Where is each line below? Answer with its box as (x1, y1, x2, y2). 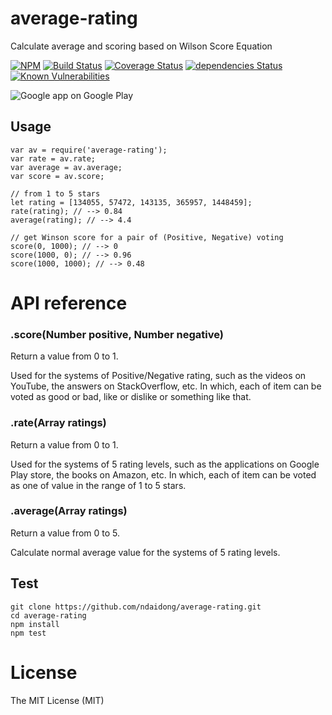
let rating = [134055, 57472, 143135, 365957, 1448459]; (10, 197, 253, 207)
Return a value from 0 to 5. (10, 527, 121, 539)
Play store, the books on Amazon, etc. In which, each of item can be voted (10, 468, 317, 481)
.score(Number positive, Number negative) (10, 327, 224, 341)
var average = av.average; (10, 162, 123, 172)
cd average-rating (10, 610, 87, 621)
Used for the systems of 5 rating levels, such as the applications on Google (10, 458, 320, 470)
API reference (10, 292, 128, 314)
